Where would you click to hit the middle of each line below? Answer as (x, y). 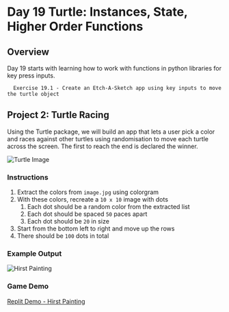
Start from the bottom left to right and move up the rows (96, 229)
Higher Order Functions (75, 26)
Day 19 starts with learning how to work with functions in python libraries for (114, 68)
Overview (28, 52)
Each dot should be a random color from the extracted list (108, 207)
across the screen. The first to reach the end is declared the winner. (103, 146)
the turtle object (33, 94)
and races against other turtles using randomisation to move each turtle (108, 139)
